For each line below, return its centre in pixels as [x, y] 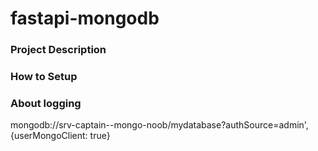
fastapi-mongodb [85, 18]
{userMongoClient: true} [60, 136]
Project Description [58, 50]
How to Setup [44, 77]
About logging [46, 103]
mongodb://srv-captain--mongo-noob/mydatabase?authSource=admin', [159, 125]
